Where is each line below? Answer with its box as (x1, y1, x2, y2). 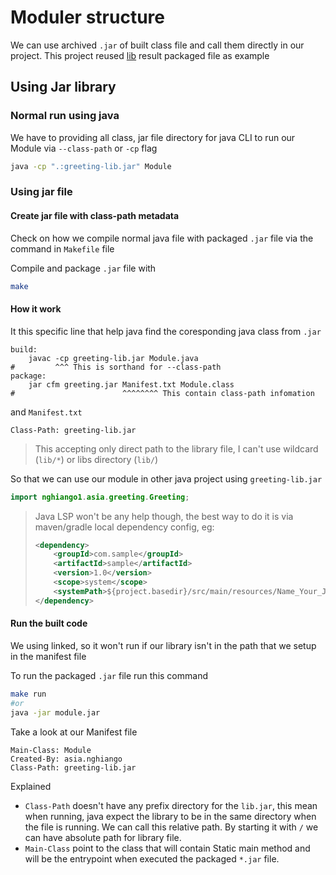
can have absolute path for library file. (24, 831, 182, 843)
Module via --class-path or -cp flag (10, 142, 158, 154)
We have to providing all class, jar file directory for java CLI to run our (10, 131, 296, 143)
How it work (10, 303, 62, 315)
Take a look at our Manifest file (10, 726, 138, 738)
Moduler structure (10, 6, 165, 29)
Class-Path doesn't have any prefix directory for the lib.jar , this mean (24, 799, 318, 811)
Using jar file (10, 185, 73, 199)
